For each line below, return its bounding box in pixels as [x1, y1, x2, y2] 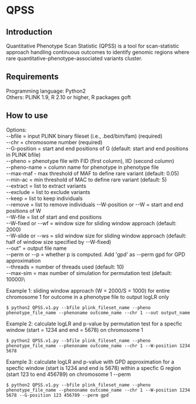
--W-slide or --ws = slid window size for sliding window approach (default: [6, 232, 187, 239]
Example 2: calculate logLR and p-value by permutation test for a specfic [6, 320, 183, 327]
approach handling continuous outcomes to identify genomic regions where [6, 49, 190, 56]
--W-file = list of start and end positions [6, 213, 102, 220]
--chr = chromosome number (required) [6, 138, 103, 145]
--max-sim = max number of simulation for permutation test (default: [6, 269, 172, 276]
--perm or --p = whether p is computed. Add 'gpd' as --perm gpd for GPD [6, 250, 186, 258]
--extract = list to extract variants [6, 182, 86, 189]
